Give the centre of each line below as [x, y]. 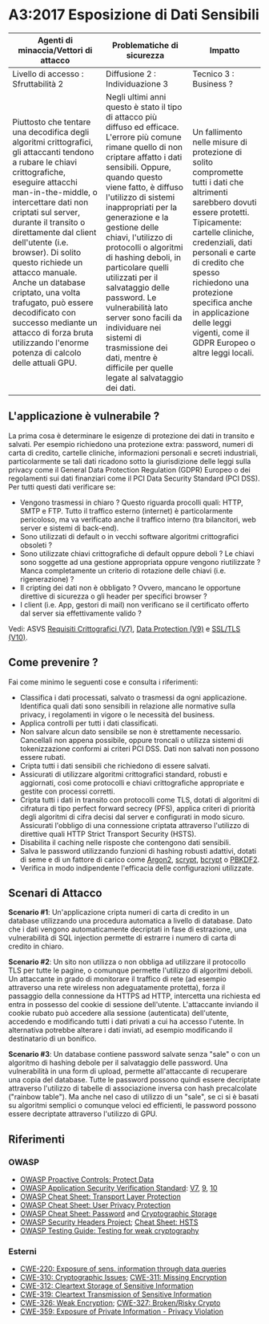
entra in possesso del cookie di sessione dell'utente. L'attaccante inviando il [133, 1005]
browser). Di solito [47, 252]
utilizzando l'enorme [51, 343]
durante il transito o [49, 222]
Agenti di [55, 40]
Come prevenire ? [53, 662]
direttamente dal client [54, 232]
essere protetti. [221, 212]
